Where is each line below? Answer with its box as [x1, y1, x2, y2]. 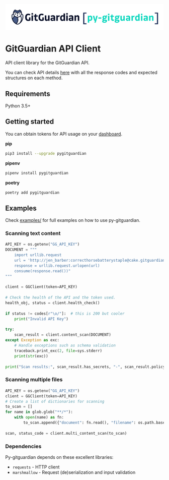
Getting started [5, 117, 54, 126]
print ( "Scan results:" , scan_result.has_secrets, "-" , [5, 364, 123, 369]
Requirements [5, 89, 50, 98]
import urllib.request [14, 253, 62, 258]
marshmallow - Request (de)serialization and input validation [12, 469, 136, 475]
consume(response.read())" [14, 268, 71, 273]
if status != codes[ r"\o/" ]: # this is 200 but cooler [5, 311, 125, 316]
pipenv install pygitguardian [5, 170, 69, 175]
